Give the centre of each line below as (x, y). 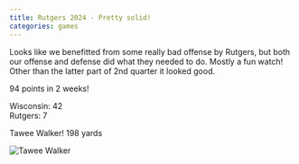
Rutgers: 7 (28, 115)
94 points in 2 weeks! (49, 88)
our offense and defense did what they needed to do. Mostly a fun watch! (146, 61)
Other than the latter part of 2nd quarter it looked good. (112, 71)
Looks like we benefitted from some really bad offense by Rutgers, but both (150, 51)
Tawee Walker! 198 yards (56, 132)
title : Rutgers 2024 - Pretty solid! (80, 18)
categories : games (44, 26)
